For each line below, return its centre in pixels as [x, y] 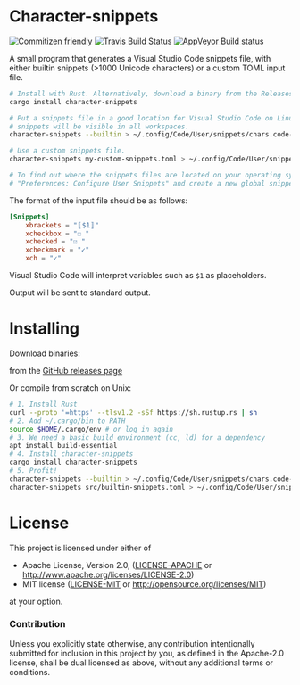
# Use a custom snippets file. [67, 151]
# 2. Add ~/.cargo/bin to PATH [67, 421]
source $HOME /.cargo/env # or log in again [92, 429]
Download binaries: [45, 353]
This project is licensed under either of [80, 548]
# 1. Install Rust [43, 404]
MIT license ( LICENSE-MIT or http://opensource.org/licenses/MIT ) [144, 584]
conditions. [30, 672]
